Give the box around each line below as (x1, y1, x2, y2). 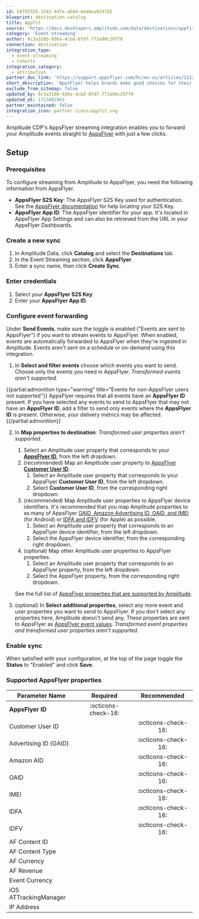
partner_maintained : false (6, 102, 73, 108)
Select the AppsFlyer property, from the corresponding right (32, 572, 179, 579)
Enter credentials (6, 277, 57, 285)
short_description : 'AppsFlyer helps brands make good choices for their (6, 81, 192, 86)
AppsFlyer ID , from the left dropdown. (23, 452, 117, 459)
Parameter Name (17, 691, 66, 699)
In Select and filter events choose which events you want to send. (14, 362, 178, 369)
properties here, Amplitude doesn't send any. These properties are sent (14, 614, 190, 621)
